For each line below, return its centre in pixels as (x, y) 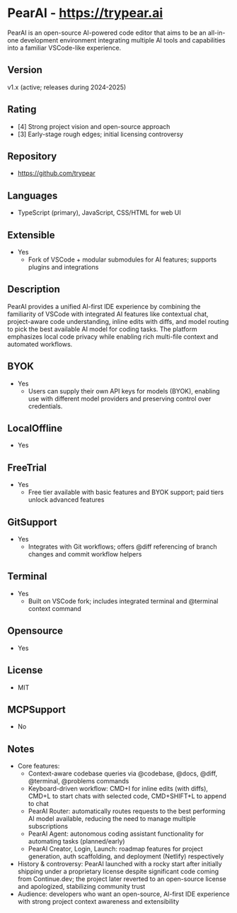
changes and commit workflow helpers (85, 554)
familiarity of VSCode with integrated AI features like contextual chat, (108, 314)
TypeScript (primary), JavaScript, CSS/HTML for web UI (99, 213)
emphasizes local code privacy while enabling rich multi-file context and (113, 336)
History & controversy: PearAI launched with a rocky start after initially (120, 864)
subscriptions (48, 827)
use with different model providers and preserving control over (120, 398)
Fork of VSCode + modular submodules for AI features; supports (122, 259)
